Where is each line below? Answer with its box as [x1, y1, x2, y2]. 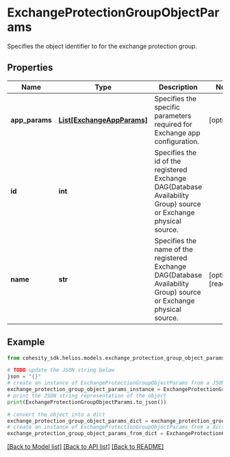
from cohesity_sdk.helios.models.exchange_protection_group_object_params [7, 354, 225, 361]
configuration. [154, 136, 200, 146]
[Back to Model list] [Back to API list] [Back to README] [7, 443, 164, 451]
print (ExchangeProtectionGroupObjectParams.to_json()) [7, 399, 167, 406]
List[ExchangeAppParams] [58, 115, 149, 125]
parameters [154, 111, 192, 121]
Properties [7, 62, 53, 73]
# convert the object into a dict [7, 411, 106, 418]
